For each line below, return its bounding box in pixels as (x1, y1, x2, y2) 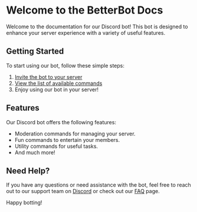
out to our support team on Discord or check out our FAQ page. (6, 188, 160, 195)
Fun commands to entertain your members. (14, 136, 120, 143)
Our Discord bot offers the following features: (6, 118, 117, 125)
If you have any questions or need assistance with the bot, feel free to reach (6, 181, 192, 188)
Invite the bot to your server (14, 73, 83, 80)
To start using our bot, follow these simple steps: (6, 62, 125, 69)
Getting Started (6, 47, 64, 57)
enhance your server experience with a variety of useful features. (6, 29, 166, 36)
